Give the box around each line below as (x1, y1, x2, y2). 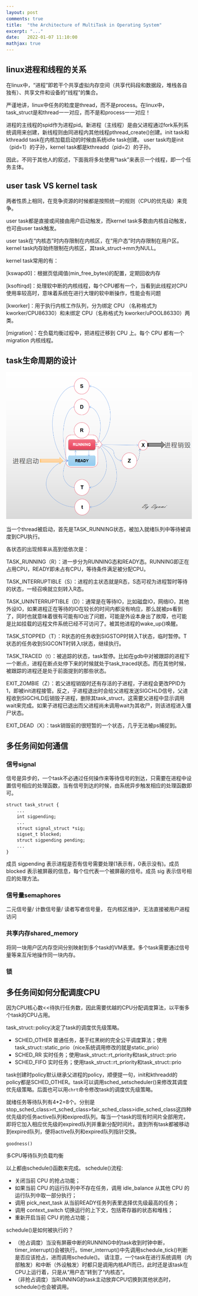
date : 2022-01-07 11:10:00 (6, 34, 78, 41)
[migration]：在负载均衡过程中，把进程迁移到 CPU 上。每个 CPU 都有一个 (6, 329, 184, 336)
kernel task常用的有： (6, 257, 59, 264)
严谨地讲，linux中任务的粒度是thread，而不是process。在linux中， (6, 101, 168, 109)
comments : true (6, 15, 44, 22)
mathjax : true (6, 41, 41, 47)
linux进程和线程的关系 (6, 65, 87, 75)
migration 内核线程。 (6, 336, 57, 343)
